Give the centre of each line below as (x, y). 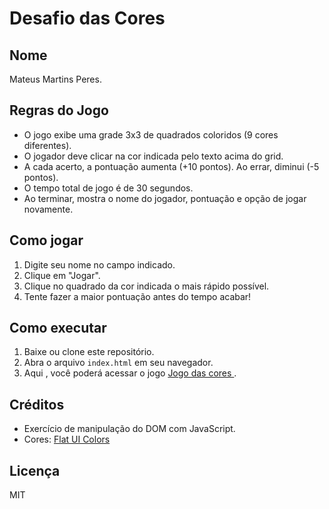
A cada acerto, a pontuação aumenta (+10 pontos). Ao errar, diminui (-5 (171, 166)
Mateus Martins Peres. (55, 79)
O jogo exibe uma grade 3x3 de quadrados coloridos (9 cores (151, 134)
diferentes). (47, 145)
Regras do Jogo (59, 110)
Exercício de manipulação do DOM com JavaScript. (129, 429)
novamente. (48, 209)
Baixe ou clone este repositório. (89, 352)
